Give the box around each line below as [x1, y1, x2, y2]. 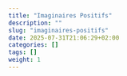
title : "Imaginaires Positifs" [8, 11, 113, 20]
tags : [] [8, 48, 38, 56]
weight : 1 [8, 56, 42, 64]
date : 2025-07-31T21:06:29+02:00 [8, 33, 120, 42]
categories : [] [8, 41, 59, 49]
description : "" [8, 19, 62, 27]
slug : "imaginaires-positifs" [8, 26, 109, 34]
